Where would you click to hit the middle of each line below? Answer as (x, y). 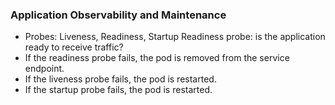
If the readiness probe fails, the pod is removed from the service (157, 58)
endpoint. (44, 69)
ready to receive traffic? (74, 47)
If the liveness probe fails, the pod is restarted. (120, 79)
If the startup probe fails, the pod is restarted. (118, 90)
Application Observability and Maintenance (118, 15)
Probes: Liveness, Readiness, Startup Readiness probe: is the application (175, 37)
